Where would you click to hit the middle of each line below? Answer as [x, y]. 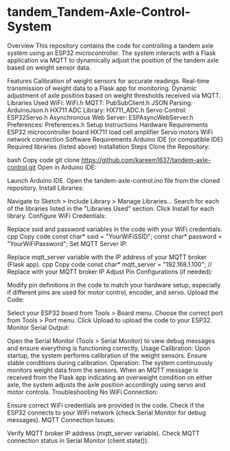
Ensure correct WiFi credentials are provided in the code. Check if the [106, 405]
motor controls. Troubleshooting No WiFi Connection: [83, 392]
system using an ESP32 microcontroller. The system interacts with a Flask [112, 53]
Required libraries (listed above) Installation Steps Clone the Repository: [109, 146]
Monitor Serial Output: [38, 327]
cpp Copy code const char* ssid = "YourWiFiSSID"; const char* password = [115, 236]
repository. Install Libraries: [46, 188]
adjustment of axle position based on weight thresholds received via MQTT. [114, 95]
